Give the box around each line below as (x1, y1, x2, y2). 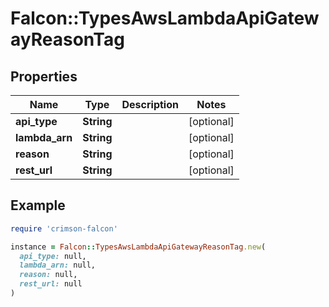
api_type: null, (19, 251, 87, 261)
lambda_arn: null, (19, 260, 97, 271)
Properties (10, 68, 78, 85)
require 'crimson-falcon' (10, 223, 118, 234)
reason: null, (19, 270, 78, 280)
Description (121, 98, 179, 111)
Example (10, 197, 66, 214)
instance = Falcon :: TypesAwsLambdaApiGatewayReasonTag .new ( (10, 242, 267, 252)
